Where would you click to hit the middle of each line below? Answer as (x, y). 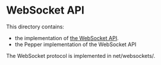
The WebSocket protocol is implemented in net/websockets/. (81, 56)
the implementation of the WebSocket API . (67, 38)
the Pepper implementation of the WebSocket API (75, 44)
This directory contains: (35, 27)
